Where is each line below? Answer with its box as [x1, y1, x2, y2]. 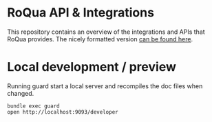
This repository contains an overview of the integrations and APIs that [7, 28, 205, 36]
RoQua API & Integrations [7, 5, 155, 21]
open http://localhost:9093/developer [7, 108, 118, 115]
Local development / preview [7, 59, 177, 75]
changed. [7, 89, 34, 97]
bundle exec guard [7, 102, 60, 110]
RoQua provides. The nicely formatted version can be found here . [7, 34, 193, 43]
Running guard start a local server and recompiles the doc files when [7, 81, 203, 90]
